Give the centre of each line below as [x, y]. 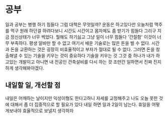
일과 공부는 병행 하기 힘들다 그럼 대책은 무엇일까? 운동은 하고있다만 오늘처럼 [79, 24]
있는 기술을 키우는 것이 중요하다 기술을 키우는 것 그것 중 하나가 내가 [89, 55]
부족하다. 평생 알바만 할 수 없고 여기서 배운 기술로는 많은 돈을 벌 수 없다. [80, 43]
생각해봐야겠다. [29, 68]
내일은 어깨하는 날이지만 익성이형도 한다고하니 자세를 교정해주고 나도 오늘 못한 [81, 98]
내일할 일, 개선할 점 [33, 85]
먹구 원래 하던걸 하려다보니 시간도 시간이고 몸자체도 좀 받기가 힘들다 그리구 [83, 30]
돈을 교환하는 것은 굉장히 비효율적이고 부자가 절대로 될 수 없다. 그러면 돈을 [82, 49]
